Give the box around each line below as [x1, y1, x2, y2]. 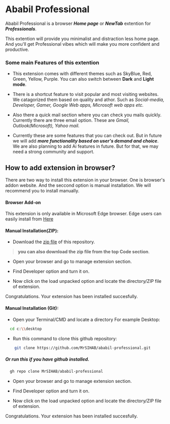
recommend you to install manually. [5, 188, 80, 194]
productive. [5, 46, 29, 52]
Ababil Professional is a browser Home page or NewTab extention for [5, 20, 151, 26]
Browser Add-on [5, 199, 41, 205]
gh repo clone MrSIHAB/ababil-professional [10, 369, 103, 374]
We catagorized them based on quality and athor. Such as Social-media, [12, 96, 164, 103]
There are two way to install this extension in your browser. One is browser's [5, 177, 165, 183]
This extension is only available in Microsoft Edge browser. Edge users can [5, 211, 161, 217]
